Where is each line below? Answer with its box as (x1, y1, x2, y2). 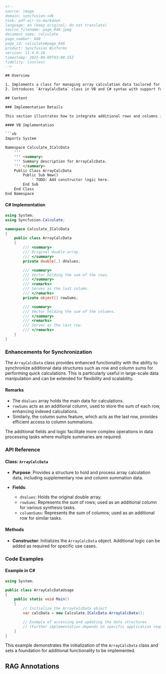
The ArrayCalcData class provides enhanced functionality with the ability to (5, 360, 158, 366)
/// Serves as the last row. (23, 323, 83, 328)
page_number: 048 (5, 37, 41, 42)
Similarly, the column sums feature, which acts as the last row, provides (12, 414, 158, 420)
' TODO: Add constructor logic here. (31, 177, 110, 183)
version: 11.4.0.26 (5, 50, 45, 55)
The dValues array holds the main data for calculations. (12, 398, 124, 404)
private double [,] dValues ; (23, 259, 81, 264)
